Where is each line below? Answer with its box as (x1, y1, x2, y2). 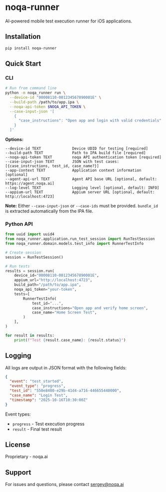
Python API (5, 220, 33, 227)
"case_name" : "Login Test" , (9, 393, 68, 398)
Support (5, 468, 31, 477)
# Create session (5, 250, 41, 255)
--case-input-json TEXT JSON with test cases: (5, 159, 120, 164)
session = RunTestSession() (5, 255, 64, 260)
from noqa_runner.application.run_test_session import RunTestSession (5, 236, 155, 242)
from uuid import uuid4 (5, 232, 55, 237)
